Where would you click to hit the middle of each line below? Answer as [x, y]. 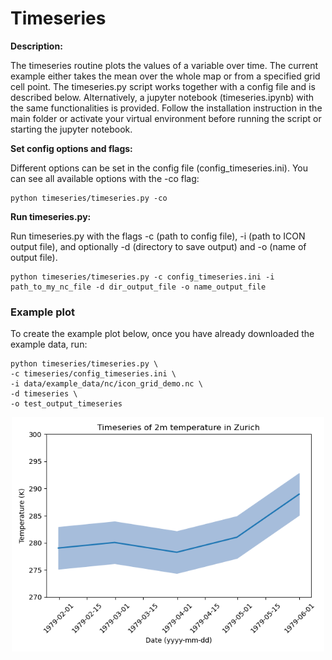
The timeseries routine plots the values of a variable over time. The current [164, 65]
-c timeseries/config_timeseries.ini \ [93, 374]
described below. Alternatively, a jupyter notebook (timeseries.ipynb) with [162, 97]
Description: [36, 46]
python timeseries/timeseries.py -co [89, 198]
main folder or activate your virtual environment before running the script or [166, 118]
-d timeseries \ [44, 394]
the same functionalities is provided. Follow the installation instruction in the [166, 108]
